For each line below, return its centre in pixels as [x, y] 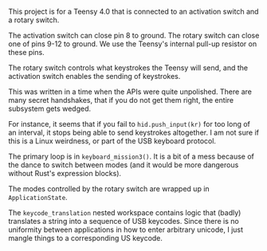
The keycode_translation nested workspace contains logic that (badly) [125, 213]
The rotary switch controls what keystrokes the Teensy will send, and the [128, 68]
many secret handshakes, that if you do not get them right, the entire [121, 100]
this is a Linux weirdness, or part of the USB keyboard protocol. [112, 141]
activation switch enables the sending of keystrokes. [94, 76]
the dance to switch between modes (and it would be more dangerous [124, 165]
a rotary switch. [34, 20]
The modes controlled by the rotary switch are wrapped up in [109, 189]
